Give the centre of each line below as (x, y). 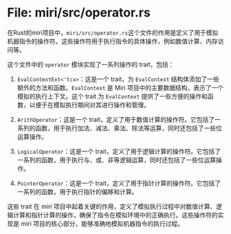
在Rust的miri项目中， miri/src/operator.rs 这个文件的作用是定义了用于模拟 (113, 32)
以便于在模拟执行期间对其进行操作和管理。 (89, 105)
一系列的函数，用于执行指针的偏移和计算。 (77, 191)
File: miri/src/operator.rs (79, 13)
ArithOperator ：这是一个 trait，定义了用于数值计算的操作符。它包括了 (116, 119)
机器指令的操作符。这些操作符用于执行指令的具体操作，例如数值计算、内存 (112, 41)
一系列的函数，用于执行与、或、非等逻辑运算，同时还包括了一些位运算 (117, 160)
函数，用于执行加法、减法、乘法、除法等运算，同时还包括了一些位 (129, 128)
